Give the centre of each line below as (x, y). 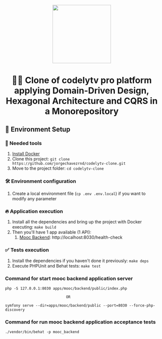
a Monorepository (82, 111)
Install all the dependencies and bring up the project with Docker (77, 222)
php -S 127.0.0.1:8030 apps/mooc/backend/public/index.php (66, 289)
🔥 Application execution (34, 212)
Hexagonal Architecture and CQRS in (82, 101)
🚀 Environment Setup (38, 129)
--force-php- (142, 306)
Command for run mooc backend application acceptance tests (81, 322)
